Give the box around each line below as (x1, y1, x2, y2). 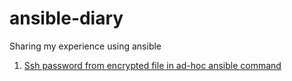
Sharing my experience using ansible (9, 40, 162, 52)
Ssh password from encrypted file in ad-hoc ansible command (23, 59, 282, 71)
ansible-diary (9, 7, 124, 30)
